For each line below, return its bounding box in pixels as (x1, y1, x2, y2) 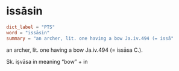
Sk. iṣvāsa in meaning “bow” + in (6, 58, 89, 65)
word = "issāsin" (6, 29, 50, 35)
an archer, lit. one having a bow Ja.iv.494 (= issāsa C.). (6, 46, 143, 54)
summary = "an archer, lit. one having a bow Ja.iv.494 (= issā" (6, 35, 174, 42)
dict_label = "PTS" (6, 24, 55, 30)
